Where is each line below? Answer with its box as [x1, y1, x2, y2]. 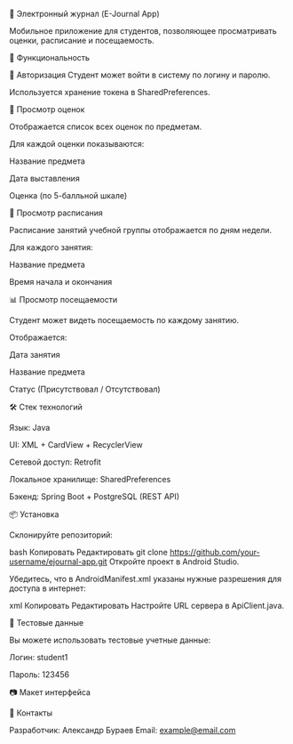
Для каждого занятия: [9, 242, 93, 253]
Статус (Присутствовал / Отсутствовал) [9, 384, 162, 394]
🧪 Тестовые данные [9, 618, 84, 627]
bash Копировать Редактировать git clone [9, 547, 169, 557]
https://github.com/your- [170, 547, 260, 557]
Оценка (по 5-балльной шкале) [9, 190, 128, 200]
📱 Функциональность [9, 53, 91, 62]
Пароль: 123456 [9, 669, 69, 680]
